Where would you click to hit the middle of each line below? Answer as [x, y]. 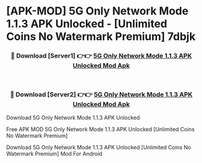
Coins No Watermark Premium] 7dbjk [101, 37]
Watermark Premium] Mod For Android [54, 153]
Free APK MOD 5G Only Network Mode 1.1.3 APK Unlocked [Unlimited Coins [100, 129]
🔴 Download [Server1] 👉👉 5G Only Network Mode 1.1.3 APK [101, 56]
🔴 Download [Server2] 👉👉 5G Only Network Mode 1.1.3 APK [101, 94]
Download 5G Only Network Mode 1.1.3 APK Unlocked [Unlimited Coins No [99, 147]
